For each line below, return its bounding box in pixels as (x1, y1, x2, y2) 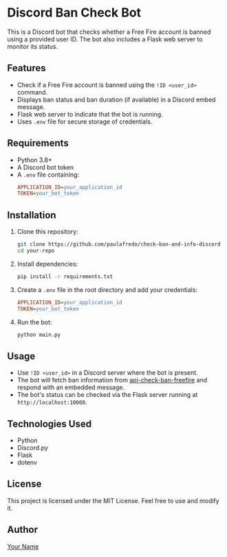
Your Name (7, 542, 39, 550)
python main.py (17, 331, 61, 338)
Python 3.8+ (17, 155, 53, 164)
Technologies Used (7, 418, 91, 429)
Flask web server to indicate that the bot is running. (17, 110, 163, 118)
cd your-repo (17, 247, 55, 254)
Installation (7, 209, 56, 221)
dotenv (17, 458, 38, 467)
